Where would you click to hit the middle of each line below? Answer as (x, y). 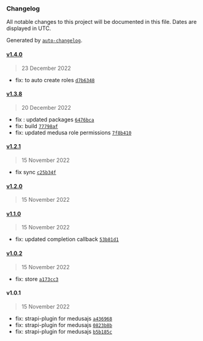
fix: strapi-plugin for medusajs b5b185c (63, 331)
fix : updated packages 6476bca (55, 119)
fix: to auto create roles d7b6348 (55, 80)
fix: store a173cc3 (37, 279)
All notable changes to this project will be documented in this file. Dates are (102, 22)
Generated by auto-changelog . (44, 40)
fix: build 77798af (36, 126)
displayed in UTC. (29, 28)
